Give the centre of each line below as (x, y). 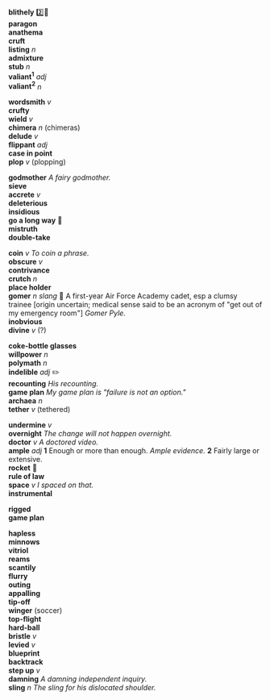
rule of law (27, 477)
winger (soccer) (35, 610)
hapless (22, 533)
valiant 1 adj (27, 76)
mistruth (23, 229)
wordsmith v (30, 102)
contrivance (29, 270)
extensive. (25, 460)
